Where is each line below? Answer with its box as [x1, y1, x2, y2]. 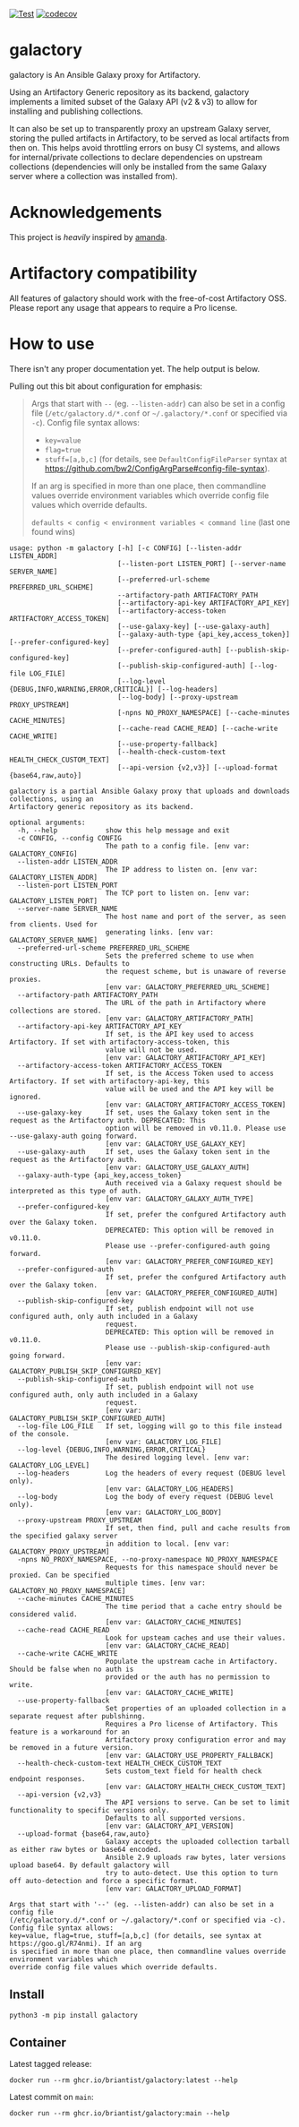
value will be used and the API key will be [105, 1084, 275, 1093]
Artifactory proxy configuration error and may [105, 1735, 286, 1744]
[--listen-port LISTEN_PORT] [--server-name [117, 559, 286, 568]
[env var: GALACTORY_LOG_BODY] [105, 1508, 222, 1517]
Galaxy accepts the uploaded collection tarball [105, 1837, 291, 1846]
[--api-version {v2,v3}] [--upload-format [117, 762, 278, 772]
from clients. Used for [9, 919, 98, 929]
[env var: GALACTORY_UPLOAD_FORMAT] [105, 1884, 243, 1893]
